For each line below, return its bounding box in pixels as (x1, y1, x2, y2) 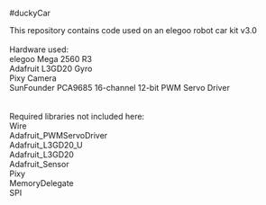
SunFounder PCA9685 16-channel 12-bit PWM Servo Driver (9, 83, 230, 93)
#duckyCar (9, 8, 51, 18)
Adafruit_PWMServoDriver (9, 130, 108, 140)
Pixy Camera (9, 73, 57, 84)
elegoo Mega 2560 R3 (9, 54, 93, 64)
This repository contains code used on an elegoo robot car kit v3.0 (9, 25, 257, 35)
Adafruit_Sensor (9, 159, 69, 169)
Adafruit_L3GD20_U (9, 139, 83, 150)
